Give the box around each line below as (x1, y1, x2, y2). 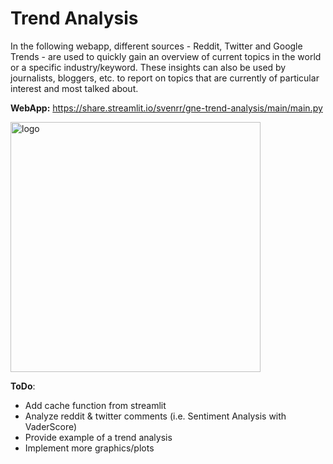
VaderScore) (24, 420, 78, 432)
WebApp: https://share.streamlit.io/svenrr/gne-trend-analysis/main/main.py (10, 102, 323, 114)
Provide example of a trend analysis (24, 431, 173, 443)
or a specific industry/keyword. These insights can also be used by (10, 61, 287, 73)
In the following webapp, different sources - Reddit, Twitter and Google (10, 40, 303, 52)
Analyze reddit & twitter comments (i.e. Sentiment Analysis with (24, 410, 287, 422)
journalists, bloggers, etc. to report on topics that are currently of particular (10, 72, 320, 84)
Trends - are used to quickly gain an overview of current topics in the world (10, 50, 322, 62)
